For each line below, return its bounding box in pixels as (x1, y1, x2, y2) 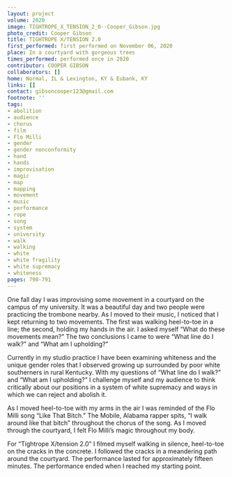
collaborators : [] (7, 68, 61, 75)
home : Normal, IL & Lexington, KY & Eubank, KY (7, 75, 148, 82)
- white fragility (7, 257, 61, 264)
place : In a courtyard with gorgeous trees (7, 50, 136, 56)
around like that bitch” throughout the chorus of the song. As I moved (7, 418, 206, 427)
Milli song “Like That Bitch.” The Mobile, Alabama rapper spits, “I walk (7, 411, 208, 419)
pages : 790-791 (7, 276, 52, 283)
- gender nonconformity (7, 146, 77, 153)
